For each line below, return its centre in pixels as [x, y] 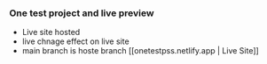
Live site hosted [51, 32]
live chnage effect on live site [76, 41]
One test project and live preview [82, 13]
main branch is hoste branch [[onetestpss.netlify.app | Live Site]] [140, 51]
